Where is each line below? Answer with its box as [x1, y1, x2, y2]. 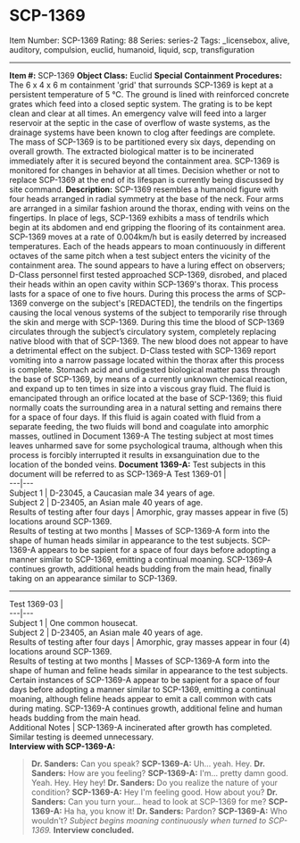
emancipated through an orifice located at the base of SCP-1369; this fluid [9, 392, 283, 403]
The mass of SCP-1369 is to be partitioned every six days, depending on [9, 136, 276, 147]
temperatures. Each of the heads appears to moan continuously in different [9, 240, 286, 251]
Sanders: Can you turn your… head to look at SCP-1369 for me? [30, 796, 267, 806]
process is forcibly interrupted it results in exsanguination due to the [9, 449, 261, 460]
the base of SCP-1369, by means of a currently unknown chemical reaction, [9, 373, 287, 384]
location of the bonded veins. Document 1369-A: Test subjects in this [9, 459, 266, 470]
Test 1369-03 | [9, 598, 64, 609]
